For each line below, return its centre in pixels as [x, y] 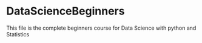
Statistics [18, 34]
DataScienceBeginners [66, 11]
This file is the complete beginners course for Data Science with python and [101, 28]
